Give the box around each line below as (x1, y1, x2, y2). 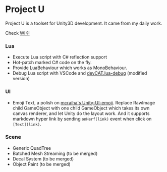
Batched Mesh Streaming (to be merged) (12, 150, 98, 156)
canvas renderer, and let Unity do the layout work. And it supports (12, 110, 150, 117)
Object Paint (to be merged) (12, 161, 71, 167)
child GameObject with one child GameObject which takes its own (12, 105, 150, 111)
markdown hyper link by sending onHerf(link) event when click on (12, 116, 152, 122)
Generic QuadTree (12, 145, 51, 151)
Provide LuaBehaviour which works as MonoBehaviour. (12, 65, 128, 71)
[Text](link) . (12, 121, 41, 127)
